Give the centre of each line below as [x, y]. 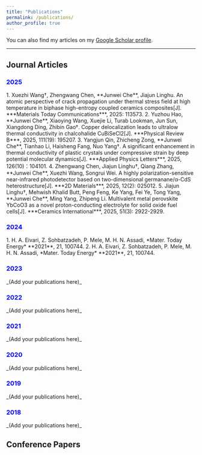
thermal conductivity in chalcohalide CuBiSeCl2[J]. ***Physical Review [95, 134]
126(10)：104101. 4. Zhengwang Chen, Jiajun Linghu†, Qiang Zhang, [90, 166]
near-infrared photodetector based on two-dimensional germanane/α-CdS [99, 180]
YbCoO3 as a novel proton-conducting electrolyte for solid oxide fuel [92, 205]
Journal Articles [37, 65]
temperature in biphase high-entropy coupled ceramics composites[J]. [94, 108]
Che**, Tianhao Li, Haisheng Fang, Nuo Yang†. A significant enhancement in [101, 146]
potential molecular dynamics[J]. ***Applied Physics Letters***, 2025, [94, 159]
